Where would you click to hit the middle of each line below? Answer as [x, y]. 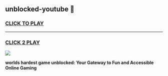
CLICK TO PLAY [24, 23]
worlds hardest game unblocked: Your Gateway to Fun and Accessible [79, 62]
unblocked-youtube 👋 [40, 9]
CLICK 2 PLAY [22, 42]
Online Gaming [21, 67]
